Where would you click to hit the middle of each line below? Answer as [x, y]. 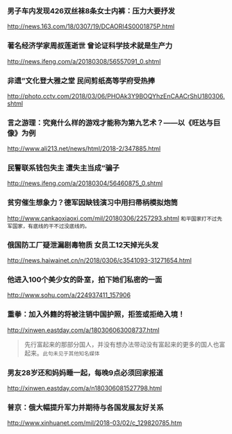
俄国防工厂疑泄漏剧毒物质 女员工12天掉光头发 [83, 245]
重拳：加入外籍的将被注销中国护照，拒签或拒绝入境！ [96, 315]
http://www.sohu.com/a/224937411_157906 [69, 295]
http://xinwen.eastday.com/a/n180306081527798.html [84, 388]
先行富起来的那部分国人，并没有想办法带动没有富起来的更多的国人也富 [125, 344]
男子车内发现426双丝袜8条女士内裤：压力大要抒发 [91, 10]
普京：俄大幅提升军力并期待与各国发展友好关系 [85, 407]
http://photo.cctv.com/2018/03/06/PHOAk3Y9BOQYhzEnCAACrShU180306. [116, 96]
